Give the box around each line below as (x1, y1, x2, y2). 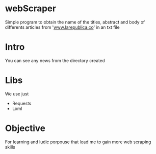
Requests (12, 100, 31, 106)
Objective (5, 123, 46, 133)
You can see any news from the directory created (5, 57, 105, 64)
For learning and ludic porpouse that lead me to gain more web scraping (5, 139, 151, 145)
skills (5, 144, 16, 150)
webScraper (5, 3, 56, 14)
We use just (5, 91, 29, 97)
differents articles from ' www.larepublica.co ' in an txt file (5, 24, 120, 30)
